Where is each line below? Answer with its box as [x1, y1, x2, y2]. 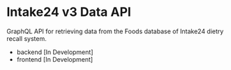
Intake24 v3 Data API [6, 4, 132, 20]
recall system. [6, 34, 47, 42]
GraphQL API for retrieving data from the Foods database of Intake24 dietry [6, 27, 224, 35]
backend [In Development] [16, 48, 94, 56]
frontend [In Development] [16, 55, 94, 63]
